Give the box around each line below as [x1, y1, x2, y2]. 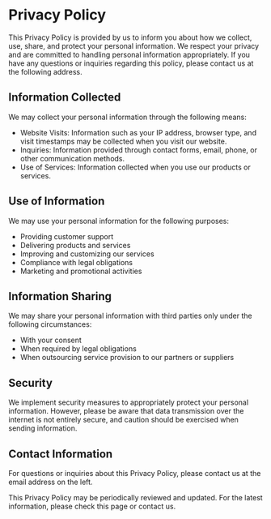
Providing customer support [19, 231, 114, 241]
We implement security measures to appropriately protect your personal [8, 397, 249, 407]
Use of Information [8, 195, 105, 208]
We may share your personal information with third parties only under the [8, 311, 252, 321]
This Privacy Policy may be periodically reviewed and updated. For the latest [8, 493, 263, 502]
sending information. [8, 423, 78, 433]
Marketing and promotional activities [19, 266, 142, 276]
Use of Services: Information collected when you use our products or [19, 162, 251, 172]
